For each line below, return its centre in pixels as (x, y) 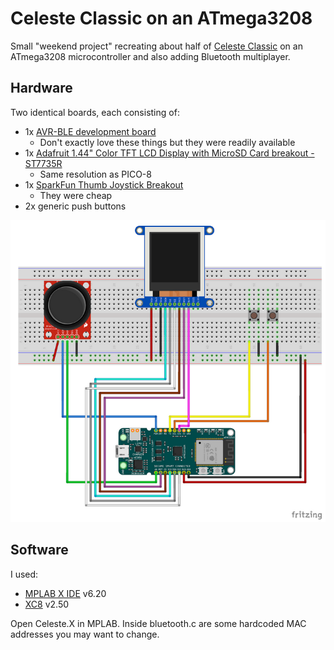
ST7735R (43, 163)
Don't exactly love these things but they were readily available (167, 142)
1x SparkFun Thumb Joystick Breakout (104, 184)
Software (39, 550)
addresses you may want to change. (85, 634)
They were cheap (76, 195)
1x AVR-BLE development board (90, 131)
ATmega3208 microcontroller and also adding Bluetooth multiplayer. (150, 56)
